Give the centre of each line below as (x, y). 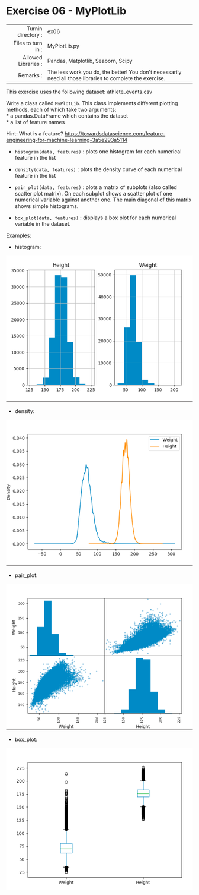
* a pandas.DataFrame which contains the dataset (67, 116)
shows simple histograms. (46, 206)
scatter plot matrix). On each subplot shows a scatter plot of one (94, 193)
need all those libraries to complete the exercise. (106, 78)
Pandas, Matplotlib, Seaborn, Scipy (90, 61)
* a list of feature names (36, 122)
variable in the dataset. (43, 223)
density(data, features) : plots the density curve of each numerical (98, 169)
